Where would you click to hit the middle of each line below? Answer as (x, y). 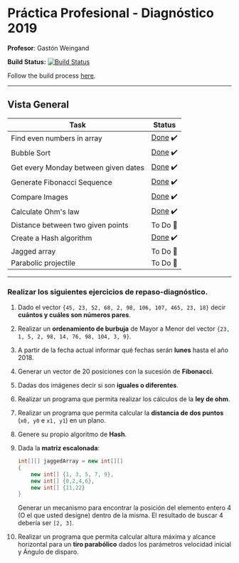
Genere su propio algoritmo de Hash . (72, 434)
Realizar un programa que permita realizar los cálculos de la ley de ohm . (124, 399)
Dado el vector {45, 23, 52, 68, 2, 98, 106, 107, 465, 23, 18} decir (122, 307)
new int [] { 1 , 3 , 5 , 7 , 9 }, (72, 474)
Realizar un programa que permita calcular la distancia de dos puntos (121, 413)
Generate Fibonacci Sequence (62, 182)
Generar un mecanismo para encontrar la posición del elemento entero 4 (124, 508)
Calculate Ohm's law (45, 212)
